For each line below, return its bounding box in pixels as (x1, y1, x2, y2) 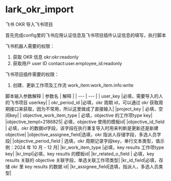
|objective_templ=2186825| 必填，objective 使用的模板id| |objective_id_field (5, 118, 165, 125)
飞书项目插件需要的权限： (5, 71, 59, 77)
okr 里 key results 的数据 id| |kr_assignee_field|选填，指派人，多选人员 (11, 163, 159, 170)
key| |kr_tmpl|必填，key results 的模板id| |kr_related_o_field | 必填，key (5, 150, 155, 157)
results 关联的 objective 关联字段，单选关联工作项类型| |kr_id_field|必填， (5, 157, 159, 163)
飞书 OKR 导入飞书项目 (5, 21, 53, 27)
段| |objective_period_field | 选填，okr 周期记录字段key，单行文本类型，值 (5, 137, 160, 144)
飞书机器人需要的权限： (5, 43, 55, 49)
